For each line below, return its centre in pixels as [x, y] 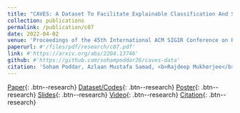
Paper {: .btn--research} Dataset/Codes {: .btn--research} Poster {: [104, 87]
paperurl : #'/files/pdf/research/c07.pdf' [71, 47]
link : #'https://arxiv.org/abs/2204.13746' [73, 54]
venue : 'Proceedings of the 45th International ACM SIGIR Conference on [118, 41]
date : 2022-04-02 [33, 34]
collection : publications [46, 21]
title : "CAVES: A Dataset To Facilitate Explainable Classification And [118, 14]
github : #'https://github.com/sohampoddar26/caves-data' [94, 60]
